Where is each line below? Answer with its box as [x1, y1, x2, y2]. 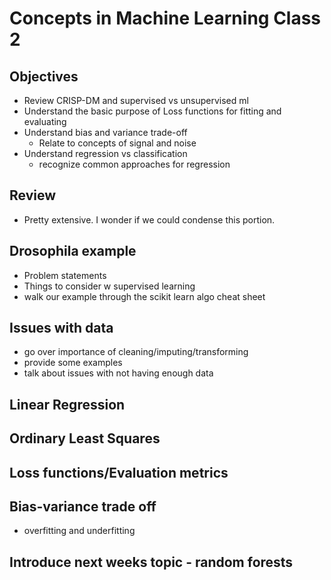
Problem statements [23, 269, 107, 281]
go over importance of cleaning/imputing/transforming [23, 346, 249, 358]
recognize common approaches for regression [38, 158, 231, 170]
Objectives [9, 68, 79, 85]
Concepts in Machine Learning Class [9, 7, 322, 30]
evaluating [23, 116, 67, 127]
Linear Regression [9, 396, 126, 413]
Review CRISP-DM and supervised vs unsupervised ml [23, 95, 249, 106]
